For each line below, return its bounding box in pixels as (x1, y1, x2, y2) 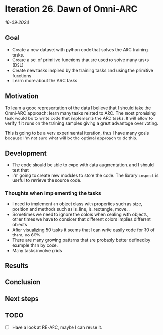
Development (5, 149, 47, 157)
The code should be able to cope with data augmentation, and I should (12, 162, 154, 168)
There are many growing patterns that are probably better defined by (12, 237, 151, 243)
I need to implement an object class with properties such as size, (12, 201, 143, 207)
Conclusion (5, 278, 41, 286)
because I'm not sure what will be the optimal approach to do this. (5, 135, 138, 141)
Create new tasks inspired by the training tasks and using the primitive (12, 67, 153, 73)
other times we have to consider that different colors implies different (12, 216, 151, 222)
